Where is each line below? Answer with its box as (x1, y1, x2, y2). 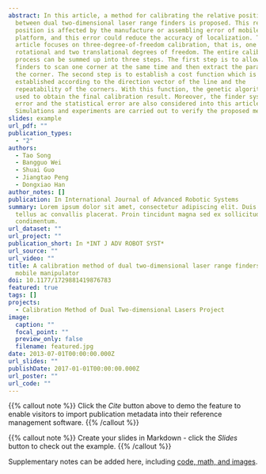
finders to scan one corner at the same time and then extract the (15, 63, 243, 71)
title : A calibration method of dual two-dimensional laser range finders (8, 262, 260, 270)
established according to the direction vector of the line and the (15, 78, 246, 85)
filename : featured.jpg (15, 343, 93, 351)
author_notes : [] (8, 188, 66, 196)
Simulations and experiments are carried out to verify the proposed (15, 108, 249, 116)
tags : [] (8, 291, 37, 299)
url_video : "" (8, 254, 55, 262)
